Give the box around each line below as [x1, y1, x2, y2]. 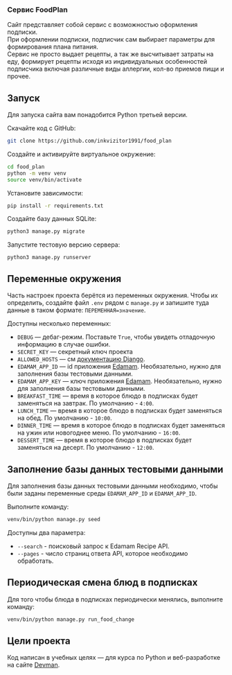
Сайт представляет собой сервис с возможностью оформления [7, 21, 198, 29]
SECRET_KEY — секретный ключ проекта [17, 348, 133, 356]
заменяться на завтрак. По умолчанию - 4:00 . [17, 399, 154, 407]
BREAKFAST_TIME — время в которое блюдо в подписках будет [17, 392, 199, 400]
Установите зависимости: [7, 189, 83, 197]
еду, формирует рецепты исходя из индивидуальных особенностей [7, 58, 208, 66]
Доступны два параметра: [7, 528, 86, 536]
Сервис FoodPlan [7, 5, 68, 15]
